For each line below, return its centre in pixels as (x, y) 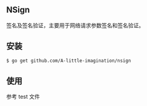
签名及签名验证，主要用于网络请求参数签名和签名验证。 (75, 25)
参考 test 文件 (23, 97)
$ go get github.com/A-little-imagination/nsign (69, 61)
